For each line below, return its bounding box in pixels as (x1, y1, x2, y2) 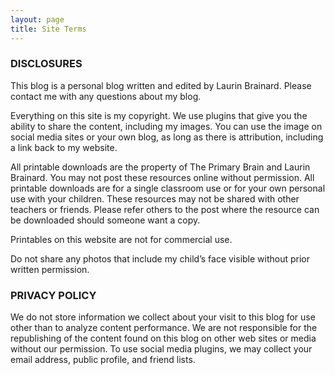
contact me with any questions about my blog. (10, 90, 202, 102)
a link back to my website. (10, 141, 118, 153)
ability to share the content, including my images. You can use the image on (10, 120, 323, 132)
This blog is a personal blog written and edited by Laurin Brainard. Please (10, 79, 312, 91)
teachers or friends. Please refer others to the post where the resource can (10, 203, 320, 215)
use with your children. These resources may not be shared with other (10, 192, 300, 205)
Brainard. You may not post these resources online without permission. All (10, 171, 315, 183)
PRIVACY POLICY (10, 288, 97, 302)
